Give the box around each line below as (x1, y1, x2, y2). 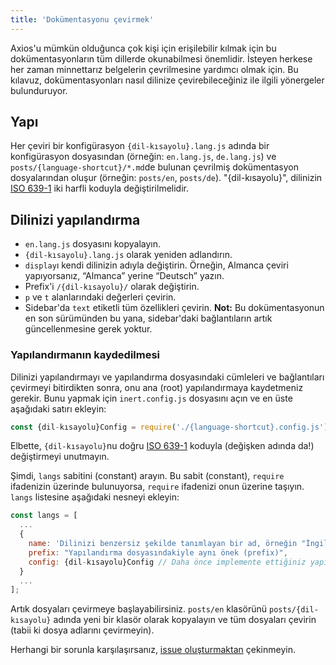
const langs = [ (10, 511, 78, 521)
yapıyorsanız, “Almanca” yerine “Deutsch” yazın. (24, 270, 225, 282)
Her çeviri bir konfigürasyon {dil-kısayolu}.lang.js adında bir (10, 140, 270, 152)
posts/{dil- (269, 605, 319, 615)
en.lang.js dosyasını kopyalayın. (24, 238, 162, 250)
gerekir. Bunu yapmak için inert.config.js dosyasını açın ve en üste (10, 392, 293, 404)
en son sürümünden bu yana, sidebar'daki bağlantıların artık (24, 312, 273, 325)
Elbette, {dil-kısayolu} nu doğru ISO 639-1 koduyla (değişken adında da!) (10, 440, 315, 452)
